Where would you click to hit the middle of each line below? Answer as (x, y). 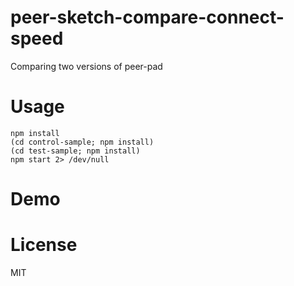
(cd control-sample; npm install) (82, 142)
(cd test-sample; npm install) (75, 151)
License (44, 245)
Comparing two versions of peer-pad (86, 66)
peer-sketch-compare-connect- (147, 17)
